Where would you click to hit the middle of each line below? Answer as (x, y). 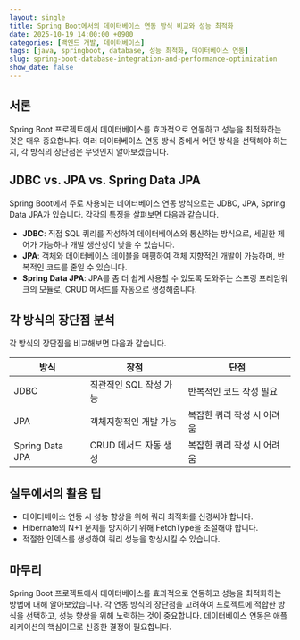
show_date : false (42, 68)
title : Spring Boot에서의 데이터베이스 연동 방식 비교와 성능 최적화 (121, 26)
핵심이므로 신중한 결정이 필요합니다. (110, 627)
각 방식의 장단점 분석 (62, 320)
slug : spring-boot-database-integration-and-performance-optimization (143, 59)
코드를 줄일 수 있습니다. (87, 267)
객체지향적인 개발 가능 (133, 422)
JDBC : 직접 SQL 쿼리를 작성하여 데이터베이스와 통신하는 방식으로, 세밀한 (149, 233)
